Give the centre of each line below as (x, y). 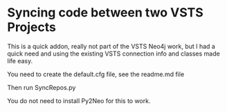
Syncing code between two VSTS (105, 13)
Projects (32, 27)
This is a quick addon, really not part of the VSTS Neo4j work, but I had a (111, 46)
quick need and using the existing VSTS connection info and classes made (113, 54)
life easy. (20, 60)
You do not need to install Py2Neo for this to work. (79, 100)
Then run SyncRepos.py (42, 87)
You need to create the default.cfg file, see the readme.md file (96, 74)
